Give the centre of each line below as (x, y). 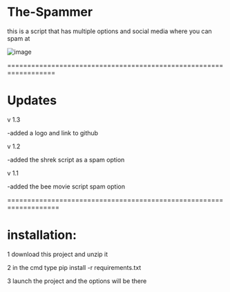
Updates (32, 100)
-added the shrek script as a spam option (66, 159)
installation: (42, 235)
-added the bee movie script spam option (66, 186)
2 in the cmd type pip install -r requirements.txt (74, 267)
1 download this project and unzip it (58, 254)
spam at (19, 38)
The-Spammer (50, 12)
